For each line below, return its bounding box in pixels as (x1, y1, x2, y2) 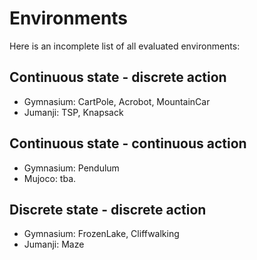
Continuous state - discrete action (9, 69, 227, 86)
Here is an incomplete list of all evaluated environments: (9, 40, 241, 52)
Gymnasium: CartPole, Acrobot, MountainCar (23, 95, 211, 107)
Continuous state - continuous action (9, 135, 247, 152)
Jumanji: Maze (23, 238, 85, 251)
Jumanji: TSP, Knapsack (23, 106, 124, 118)
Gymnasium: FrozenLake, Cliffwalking (23, 228, 180, 240)
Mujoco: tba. (23, 172, 77, 184)
